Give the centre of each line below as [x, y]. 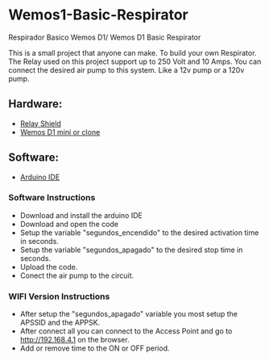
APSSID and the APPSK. [60, 323]
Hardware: [35, 104]
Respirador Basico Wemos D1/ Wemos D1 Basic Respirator [105, 37]
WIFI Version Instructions [59, 296]
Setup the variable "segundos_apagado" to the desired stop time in [131, 250]
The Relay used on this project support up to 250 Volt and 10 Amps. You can [135, 61]
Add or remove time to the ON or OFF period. [95, 348]
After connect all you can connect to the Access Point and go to [126, 331]
